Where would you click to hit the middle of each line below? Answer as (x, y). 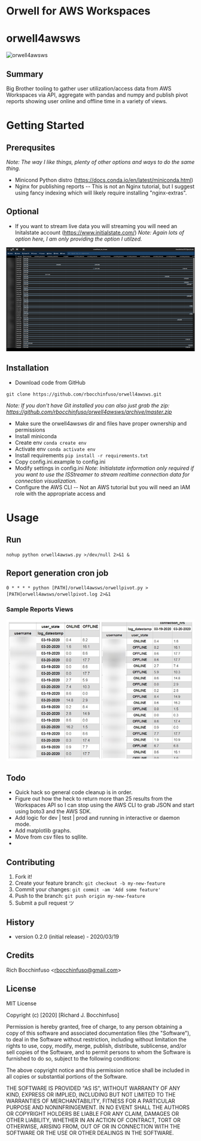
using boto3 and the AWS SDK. (53, 811)
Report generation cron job (57, 574)
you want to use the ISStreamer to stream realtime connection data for (102, 474)
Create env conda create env (51, 442)
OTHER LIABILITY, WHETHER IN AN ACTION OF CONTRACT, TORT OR (93, 1120)
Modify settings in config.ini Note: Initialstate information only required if (104, 468)
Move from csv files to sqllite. (51, 837)
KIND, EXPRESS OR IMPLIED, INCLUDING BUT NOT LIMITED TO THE (91, 1094)
